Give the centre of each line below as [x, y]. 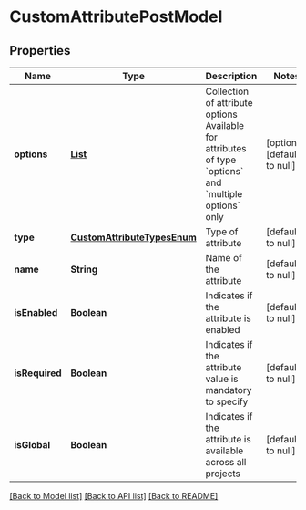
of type [221, 160]
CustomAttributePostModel [116, 17]
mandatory [229, 390]
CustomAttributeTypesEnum [134, 237]
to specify [227, 401]
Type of [222, 232]
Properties [40, 51]
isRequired [38, 373]
